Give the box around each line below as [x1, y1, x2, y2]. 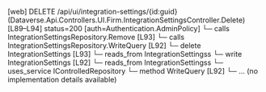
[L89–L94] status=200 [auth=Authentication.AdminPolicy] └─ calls [7, 24, 230, 33]
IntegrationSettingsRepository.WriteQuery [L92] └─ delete [7, 41, 201, 50]
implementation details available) [7, 75, 117, 84]
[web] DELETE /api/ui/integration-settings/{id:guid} [7, 7, 179, 16]
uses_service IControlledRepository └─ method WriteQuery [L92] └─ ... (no [7, 66, 259, 75]
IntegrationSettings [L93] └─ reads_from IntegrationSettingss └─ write [7, 50, 243, 58]
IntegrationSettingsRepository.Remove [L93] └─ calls [7, 32, 185, 42]
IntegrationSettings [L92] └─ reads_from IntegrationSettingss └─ [7, 58, 224, 67]
